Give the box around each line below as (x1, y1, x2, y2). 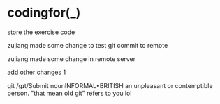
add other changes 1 (7, 68, 66, 76)
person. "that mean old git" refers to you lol (7, 89, 132, 97)
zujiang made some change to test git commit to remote (7, 41, 168, 49)
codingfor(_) (7, 5, 81, 21)
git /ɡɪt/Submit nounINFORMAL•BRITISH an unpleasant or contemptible (7, 81, 213, 89)
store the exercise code (7, 28, 75, 36)
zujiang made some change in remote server (7, 54, 136, 63)
